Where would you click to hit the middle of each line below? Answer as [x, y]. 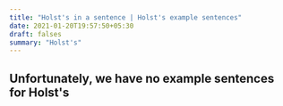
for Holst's [39, 92]
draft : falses [36, 34]
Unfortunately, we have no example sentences [142, 78]
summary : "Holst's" [46, 42]
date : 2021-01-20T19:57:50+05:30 [72, 26]
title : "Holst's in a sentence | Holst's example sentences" [126, 17]
